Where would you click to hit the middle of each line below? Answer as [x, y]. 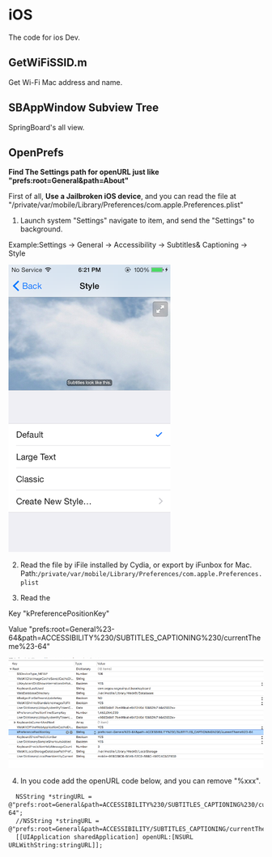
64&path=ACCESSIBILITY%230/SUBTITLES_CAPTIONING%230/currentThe [135, 638]
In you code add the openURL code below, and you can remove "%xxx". [140, 781]
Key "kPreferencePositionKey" [59, 613]
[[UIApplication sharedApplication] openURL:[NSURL [105, 837]
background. [41, 229]
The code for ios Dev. [45, 37]
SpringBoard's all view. [47, 127]
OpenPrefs [36, 153]
